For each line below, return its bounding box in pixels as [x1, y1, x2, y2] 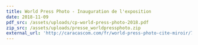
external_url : [6, 30, 41, 36]
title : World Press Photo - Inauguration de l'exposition [6, 8, 151, 15]
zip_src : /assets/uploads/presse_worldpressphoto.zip [6, 25, 141, 31]
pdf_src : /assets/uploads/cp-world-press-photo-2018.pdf [6, 19, 149, 25]
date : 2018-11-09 [6, 14, 49, 20]
